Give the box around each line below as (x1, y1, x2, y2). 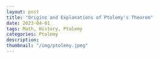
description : (6, 37, 39, 43)
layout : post (6, 8, 39, 15)
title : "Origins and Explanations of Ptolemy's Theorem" (6, 14, 154, 21)
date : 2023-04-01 (6, 20, 50, 26)
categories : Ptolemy (6, 31, 59, 37)
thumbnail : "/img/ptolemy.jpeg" (6, 43, 88, 49)
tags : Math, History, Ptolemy (6, 25, 83, 32)
